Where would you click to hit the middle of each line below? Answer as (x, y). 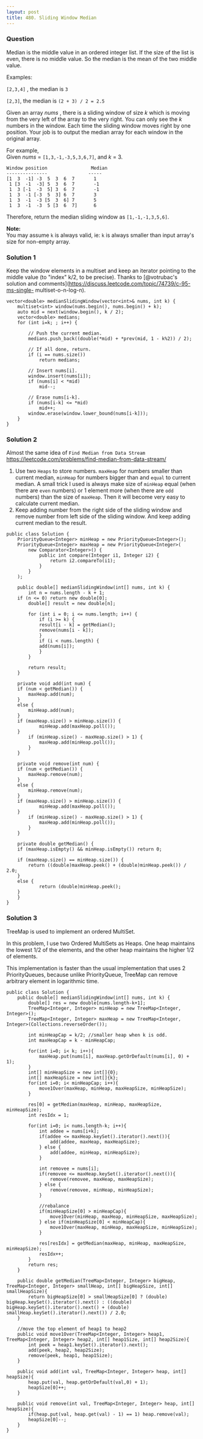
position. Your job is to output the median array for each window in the (95, 132)
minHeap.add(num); (52, 711)
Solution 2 (22, 440)
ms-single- (20, 290)
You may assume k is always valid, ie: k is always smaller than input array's (100, 235)
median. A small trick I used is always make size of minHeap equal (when (105, 484)
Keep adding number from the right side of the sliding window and (98, 510)
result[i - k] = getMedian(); (77, 625)
